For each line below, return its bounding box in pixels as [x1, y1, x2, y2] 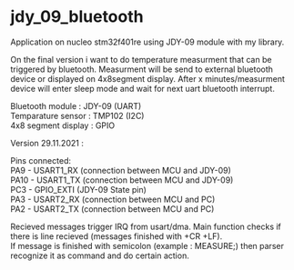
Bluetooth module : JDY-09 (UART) [10, 100, 142, 111]
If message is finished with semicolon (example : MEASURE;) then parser [10, 240, 285, 251]
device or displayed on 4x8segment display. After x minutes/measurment [10, 73, 286, 84]
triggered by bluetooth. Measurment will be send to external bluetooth [10, 64, 274, 75]
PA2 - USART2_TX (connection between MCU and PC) [10, 203, 215, 215]
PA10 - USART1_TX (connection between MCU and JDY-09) [10, 175, 234, 185]
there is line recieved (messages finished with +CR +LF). [10, 230, 223, 242]
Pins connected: [10, 155, 72, 165]
